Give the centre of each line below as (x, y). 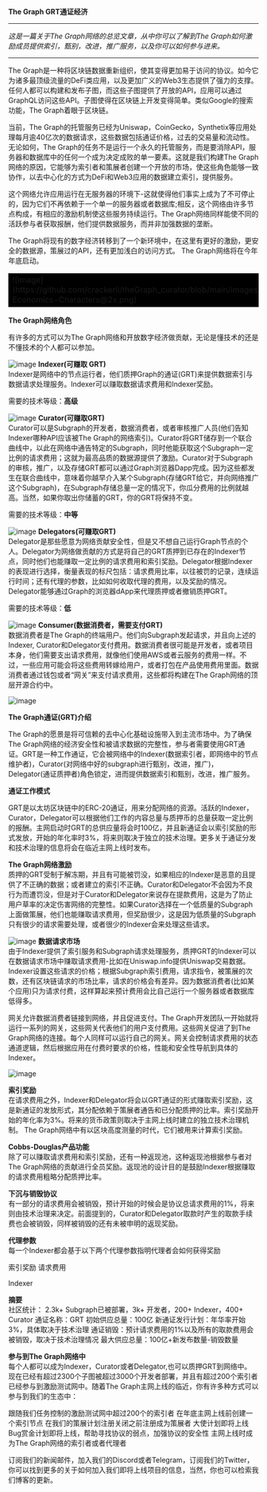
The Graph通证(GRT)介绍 (50, 717)
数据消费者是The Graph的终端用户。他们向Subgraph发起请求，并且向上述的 (132, 635)
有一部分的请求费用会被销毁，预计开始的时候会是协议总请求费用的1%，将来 (132, 1204)
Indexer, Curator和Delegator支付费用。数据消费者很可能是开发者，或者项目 (131, 645)
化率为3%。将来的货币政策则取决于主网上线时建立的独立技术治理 (135, 1120)
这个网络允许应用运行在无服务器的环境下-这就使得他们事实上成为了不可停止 (132, 194)
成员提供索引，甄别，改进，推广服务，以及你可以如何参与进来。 (119, 46)
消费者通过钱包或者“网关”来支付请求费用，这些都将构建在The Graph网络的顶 (133, 675)
